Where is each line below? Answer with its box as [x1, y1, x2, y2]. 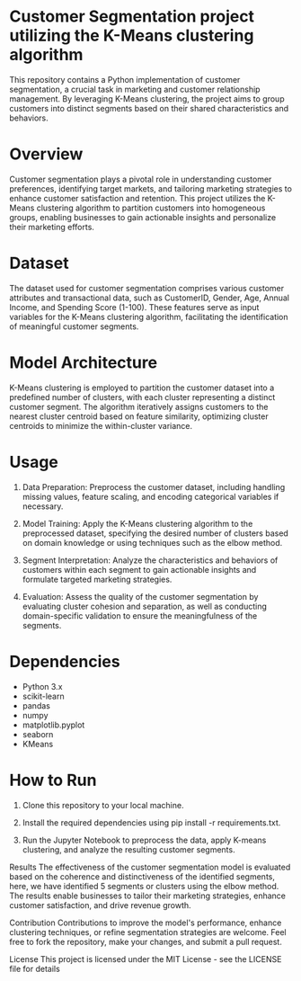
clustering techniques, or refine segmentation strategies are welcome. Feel [9, 926, 287, 937]
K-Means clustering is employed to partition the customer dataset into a [9, 382, 275, 393]
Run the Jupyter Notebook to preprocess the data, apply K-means [22, 834, 267, 845]
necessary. [22, 501, 64, 512]
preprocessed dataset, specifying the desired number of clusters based [22, 528, 289, 539]
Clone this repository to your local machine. [22, 799, 184, 810]
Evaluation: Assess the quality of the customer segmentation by [22, 591, 259, 602]
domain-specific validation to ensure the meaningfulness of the [22, 610, 258, 621]
